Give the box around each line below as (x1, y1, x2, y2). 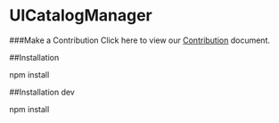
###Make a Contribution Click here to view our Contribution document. (9, 35, 270, 45)
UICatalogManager (9, 5, 153, 26)
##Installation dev (9, 86, 76, 97)
